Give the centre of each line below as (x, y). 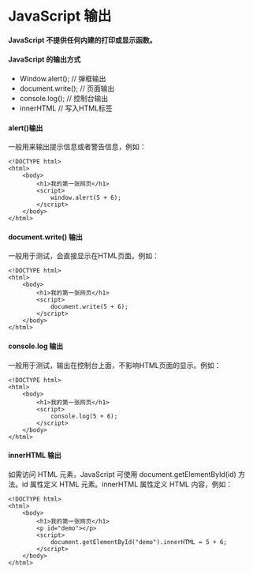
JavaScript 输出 (60, 16)
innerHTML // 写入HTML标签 (66, 108)
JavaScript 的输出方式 (45, 59)
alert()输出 (26, 128)
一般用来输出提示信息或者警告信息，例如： (77, 147)
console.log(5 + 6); (84, 416)
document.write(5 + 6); (89, 307)
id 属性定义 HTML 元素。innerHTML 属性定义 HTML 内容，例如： (127, 484)
